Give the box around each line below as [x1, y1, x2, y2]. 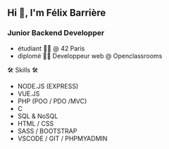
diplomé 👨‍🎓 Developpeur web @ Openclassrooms [17, 51, 163, 60]
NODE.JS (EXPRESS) [17, 82, 79, 90]
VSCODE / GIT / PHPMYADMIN [17, 134, 108, 143]
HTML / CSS [17, 119, 54, 127]
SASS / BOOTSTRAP [17, 127, 77, 135]
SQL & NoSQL [17, 112, 58, 120]
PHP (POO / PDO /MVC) [17, 96, 87, 105]
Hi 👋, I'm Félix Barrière [7, 7, 106, 19]
